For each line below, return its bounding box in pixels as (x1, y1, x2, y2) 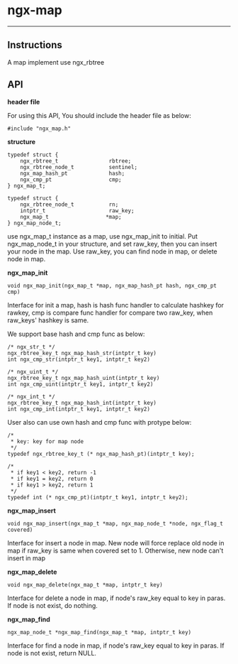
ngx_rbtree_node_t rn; (20, 201, 119, 208)
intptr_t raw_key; (20, 207, 135, 214)
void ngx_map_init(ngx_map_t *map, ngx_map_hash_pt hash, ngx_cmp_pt (7, 282, 217, 289)
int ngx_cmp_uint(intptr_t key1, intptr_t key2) (7, 381, 154, 388)
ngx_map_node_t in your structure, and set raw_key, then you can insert (7, 239, 217, 248)
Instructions (7, 39, 62, 51)
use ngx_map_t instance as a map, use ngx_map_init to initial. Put (7, 232, 198, 240)
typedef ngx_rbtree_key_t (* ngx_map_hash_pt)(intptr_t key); (7, 450, 195, 457)
